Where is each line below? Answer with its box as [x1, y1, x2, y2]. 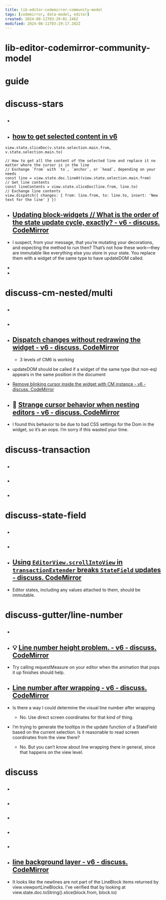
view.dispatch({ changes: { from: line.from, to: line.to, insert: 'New [5, 193, 158, 198]
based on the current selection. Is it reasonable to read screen [12, 729, 139, 735]
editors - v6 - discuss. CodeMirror [12, 408, 120, 416]
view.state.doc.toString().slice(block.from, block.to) [12, 889, 117, 895]
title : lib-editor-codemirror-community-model [5, 7, 103, 12]
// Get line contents [5, 180, 50, 185]
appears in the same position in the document [12, 371, 106, 377]
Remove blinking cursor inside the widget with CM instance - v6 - [12, 381, 146, 387]
